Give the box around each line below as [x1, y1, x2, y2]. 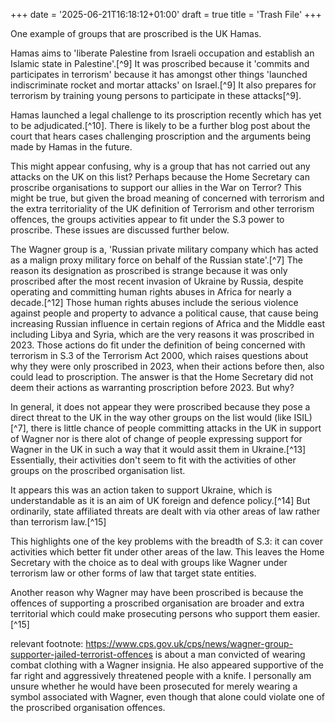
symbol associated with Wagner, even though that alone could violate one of [10, 691, 325, 703]
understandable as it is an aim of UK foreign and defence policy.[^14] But [10, 495, 311, 506]
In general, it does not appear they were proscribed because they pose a [10, 401, 311, 413]
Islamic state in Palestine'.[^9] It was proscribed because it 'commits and [10, 58, 310, 69]
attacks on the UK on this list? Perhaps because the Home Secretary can [10, 171, 310, 183]
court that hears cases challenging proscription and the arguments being [10, 130, 312, 142]
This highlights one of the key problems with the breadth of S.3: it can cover [10, 535, 323, 547]
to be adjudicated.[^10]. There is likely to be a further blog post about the [10, 120, 311, 131]
